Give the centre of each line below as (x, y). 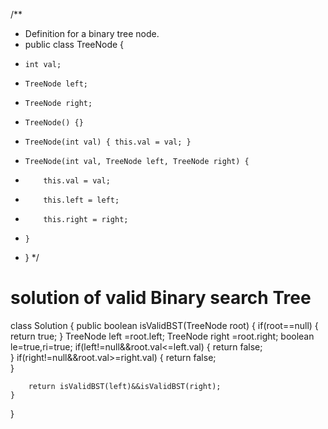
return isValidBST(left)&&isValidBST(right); (125, 386)
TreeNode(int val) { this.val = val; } (108, 142)
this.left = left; (81, 200)
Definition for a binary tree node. (92, 33)
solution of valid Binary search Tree (161, 298)
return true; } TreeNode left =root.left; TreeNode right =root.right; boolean (162, 336)
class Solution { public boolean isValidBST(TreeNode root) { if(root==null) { (164, 325)
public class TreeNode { (74, 44)
